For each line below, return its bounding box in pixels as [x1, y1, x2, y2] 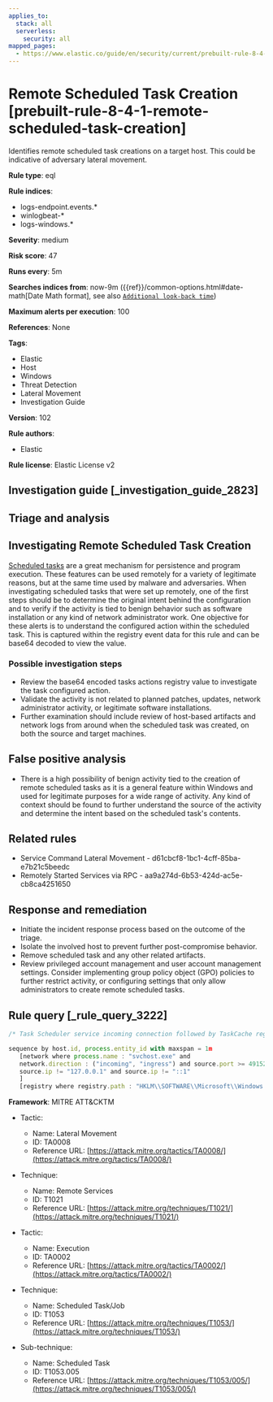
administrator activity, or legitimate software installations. [19, 702, 212, 712]
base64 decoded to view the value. [8, 638, 127, 648]
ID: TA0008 [32, 1137, 71, 1147]
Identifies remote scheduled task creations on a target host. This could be [8, 145, 256, 155]
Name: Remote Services [32, 1186, 114, 1196]
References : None [8, 322, 71, 332]
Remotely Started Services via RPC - [19, 870, 144, 880]
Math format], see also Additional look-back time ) [45, 290, 217, 301]
